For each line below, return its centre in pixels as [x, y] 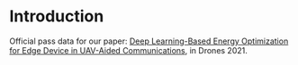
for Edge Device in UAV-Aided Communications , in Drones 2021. [128, 50]
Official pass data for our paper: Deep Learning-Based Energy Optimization [149, 41]
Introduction [57, 16]
